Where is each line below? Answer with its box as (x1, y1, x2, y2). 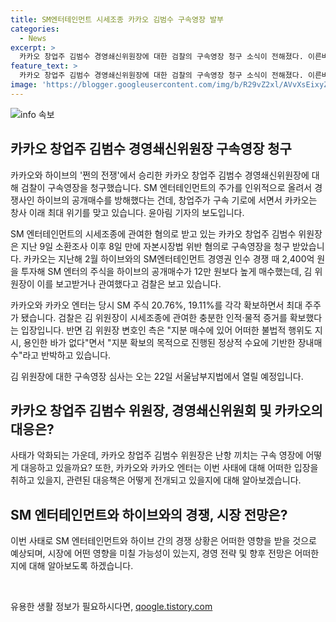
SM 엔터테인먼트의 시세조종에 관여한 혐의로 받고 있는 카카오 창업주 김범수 (10, 227, 297, 240)
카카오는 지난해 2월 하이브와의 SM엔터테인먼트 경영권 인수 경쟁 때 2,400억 (23, 252, 315, 265)
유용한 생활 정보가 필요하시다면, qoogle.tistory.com (10, 601, 213, 613)
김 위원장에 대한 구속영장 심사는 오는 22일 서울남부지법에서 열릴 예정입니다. (10, 370, 304, 382)
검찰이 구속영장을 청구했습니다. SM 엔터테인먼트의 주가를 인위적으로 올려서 (20, 181, 313, 193)
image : (10, 80, 38, 90)
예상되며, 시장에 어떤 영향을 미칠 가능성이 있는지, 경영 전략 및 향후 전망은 (10, 547, 293, 560)
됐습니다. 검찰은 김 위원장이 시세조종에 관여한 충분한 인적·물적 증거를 (20, 311, 288, 323)
